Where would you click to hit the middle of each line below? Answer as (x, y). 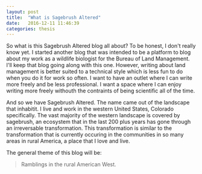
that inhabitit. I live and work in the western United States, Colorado (90, 109)
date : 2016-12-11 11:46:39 (43, 23)
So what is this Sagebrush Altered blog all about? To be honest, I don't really (101, 46)
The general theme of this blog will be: (54, 153)
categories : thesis (31, 29)
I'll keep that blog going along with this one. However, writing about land (96, 65)
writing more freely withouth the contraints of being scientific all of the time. (101, 91)
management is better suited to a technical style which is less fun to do (95, 72)
